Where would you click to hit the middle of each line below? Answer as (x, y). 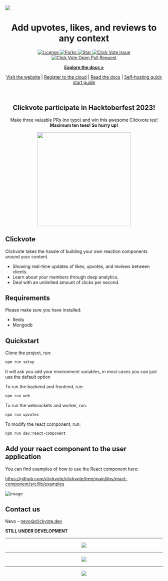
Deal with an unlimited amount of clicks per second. (66, 282)
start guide (84, 82)
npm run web (17, 396)
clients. (20, 271)
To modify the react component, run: (43, 424)
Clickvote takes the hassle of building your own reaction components (76, 251)
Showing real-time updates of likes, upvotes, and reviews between (81, 266)
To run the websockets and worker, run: (46, 405)
